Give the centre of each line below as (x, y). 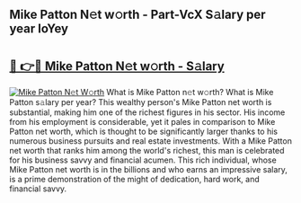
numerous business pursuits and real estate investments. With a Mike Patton (150, 141)
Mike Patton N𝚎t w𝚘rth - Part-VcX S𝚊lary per (138, 15)
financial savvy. (38, 189)
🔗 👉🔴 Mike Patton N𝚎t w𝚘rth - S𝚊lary (117, 66)
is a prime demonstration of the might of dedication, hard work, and (135, 179)
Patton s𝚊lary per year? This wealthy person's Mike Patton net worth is (141, 102)
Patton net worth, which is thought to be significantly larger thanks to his (144, 131)
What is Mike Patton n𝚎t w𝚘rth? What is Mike (190, 92)
